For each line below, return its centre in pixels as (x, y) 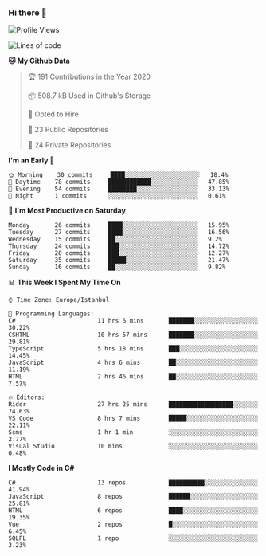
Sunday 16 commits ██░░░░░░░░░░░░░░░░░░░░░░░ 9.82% (117, 267)
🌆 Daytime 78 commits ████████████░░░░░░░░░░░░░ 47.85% (119, 182)
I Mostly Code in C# (41, 468)
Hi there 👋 (28, 13)
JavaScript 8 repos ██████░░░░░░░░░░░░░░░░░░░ (133, 497)
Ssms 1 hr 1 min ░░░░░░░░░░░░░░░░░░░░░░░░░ (133, 433)
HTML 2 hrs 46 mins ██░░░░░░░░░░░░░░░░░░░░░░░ (133, 377)
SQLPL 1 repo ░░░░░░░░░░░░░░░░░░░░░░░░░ (133, 538)
